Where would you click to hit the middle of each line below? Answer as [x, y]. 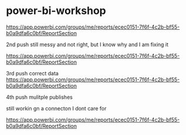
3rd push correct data [32, 73]
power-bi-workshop [56, 11]
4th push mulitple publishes [39, 97]
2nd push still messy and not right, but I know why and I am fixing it [87, 44]
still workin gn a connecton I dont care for [56, 108]
